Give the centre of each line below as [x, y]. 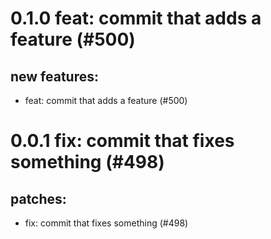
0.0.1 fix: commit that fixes [122, 141]
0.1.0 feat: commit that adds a [136, 18]
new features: [55, 76]
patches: [38, 198]
